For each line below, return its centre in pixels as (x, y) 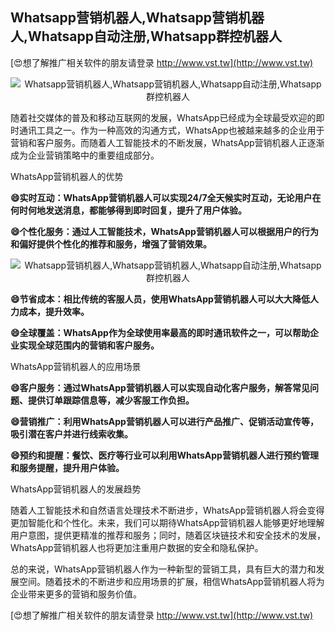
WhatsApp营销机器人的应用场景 (76, 366)
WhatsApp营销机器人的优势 (67, 176)
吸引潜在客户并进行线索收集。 (71, 434)
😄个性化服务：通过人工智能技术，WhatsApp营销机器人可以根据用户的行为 (164, 231)
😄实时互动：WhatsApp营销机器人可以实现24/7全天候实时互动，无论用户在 (166, 197)
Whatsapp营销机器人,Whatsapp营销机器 (137, 18)
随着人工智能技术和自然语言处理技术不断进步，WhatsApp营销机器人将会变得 (167, 510)
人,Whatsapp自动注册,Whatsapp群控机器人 (146, 36)
